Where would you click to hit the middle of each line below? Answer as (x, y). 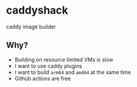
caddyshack (37, 10)
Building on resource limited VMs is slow (64, 59)
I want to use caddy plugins (48, 66)
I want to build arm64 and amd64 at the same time (73, 72)
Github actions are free (43, 78)
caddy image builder (31, 27)
